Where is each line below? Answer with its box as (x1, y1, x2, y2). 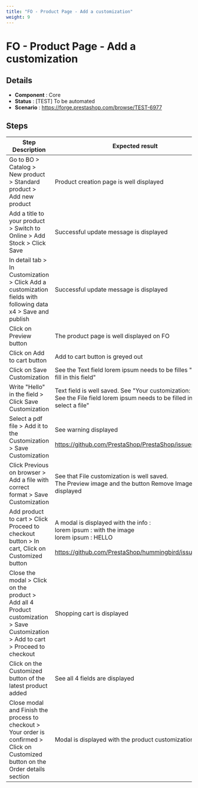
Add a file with (9, 476, 49, 484)
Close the (9, 569, 36, 577)
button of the (9, 674, 45, 682)
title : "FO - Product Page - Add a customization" (6, 8, 133, 15)
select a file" (55, 401, 90, 410)
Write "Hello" (9, 383, 45, 391)
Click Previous (9, 461, 49, 469)
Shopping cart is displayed (55, 609, 128, 617)
